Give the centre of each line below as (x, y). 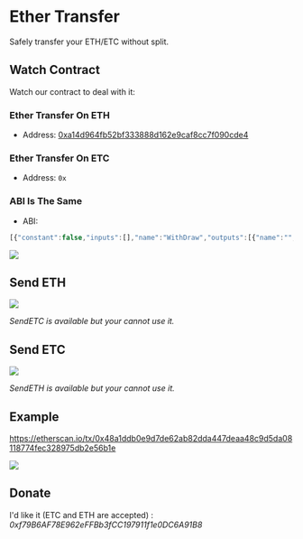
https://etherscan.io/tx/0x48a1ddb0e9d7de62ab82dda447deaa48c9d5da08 (151, 438)
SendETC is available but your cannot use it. (92, 321)
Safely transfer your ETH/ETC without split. (89, 42)
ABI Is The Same (46, 201)
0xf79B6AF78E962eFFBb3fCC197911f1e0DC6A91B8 (106, 525)
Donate (30, 493)
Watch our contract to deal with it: (72, 91)
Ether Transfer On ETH (60, 115)
